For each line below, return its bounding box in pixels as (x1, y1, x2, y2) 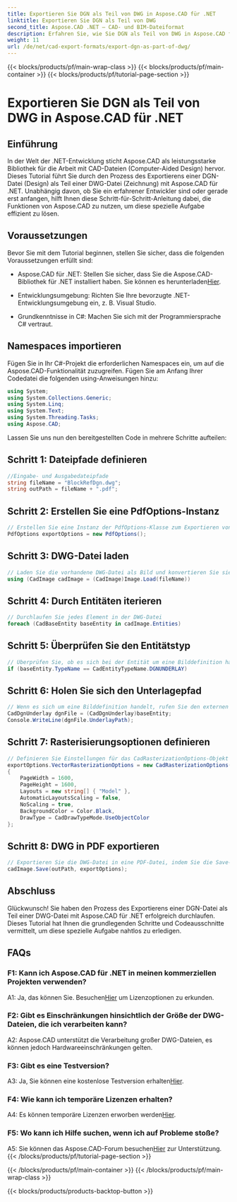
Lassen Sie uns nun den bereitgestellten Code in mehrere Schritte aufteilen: (7, 433, 227, 442)
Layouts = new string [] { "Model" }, (20, 788, 131, 795)
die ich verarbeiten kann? (38, 1020, 128, 1029)
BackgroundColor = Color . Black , (20, 807, 115, 815)
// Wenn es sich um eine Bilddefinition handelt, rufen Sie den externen (7, 704, 229, 711)
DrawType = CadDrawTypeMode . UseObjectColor (20, 814, 150, 821)
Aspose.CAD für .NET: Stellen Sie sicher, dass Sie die (17, 269, 173, 278)
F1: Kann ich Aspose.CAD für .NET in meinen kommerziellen (7, 968, 217, 978)
